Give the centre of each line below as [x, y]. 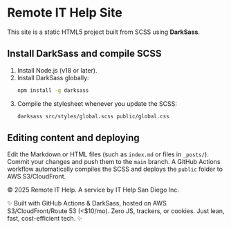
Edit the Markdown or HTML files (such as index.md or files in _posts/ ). [108, 154]
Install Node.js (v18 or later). [57, 70]
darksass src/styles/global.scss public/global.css [93, 116]
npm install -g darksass [53, 90]
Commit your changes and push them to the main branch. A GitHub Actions [114, 162]
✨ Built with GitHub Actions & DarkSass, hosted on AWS [87, 203]
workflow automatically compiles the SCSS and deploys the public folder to [115, 169]
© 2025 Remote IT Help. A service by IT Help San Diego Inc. [93, 190]
